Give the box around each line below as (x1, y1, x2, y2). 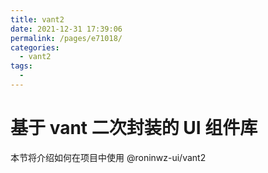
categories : (10, 42, 60, 53)
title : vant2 (10, 14, 65, 25)
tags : (10, 61, 33, 71)
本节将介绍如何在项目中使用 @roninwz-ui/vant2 (10, 151, 207, 163)
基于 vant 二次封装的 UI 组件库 (10, 117, 258, 140)
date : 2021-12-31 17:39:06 (10, 24, 123, 34)
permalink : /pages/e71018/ (10, 33, 123, 43)
